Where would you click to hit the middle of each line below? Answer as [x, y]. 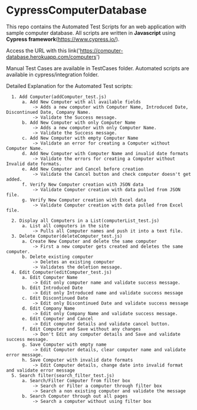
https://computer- [101, 50]
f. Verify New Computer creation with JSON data [83, 184]
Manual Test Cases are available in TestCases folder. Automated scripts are [98, 68]
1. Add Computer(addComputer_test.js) [59, 97]
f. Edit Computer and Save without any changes [81, 329]
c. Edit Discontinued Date [55, 298]
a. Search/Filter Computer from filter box [76, 381]
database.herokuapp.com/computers [51, 57]
